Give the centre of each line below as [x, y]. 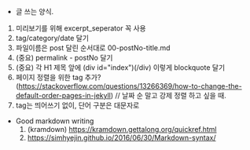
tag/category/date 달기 [52, 38]
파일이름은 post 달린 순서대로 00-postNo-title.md [93, 48]
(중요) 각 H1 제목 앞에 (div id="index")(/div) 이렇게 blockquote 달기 [120, 68]
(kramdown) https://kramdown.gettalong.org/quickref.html [122, 129]
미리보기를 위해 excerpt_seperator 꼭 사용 [81, 28]
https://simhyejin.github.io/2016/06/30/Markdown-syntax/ [121, 137]
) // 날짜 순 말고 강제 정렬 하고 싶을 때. [168, 95]
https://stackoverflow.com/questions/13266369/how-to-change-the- [130, 86]
